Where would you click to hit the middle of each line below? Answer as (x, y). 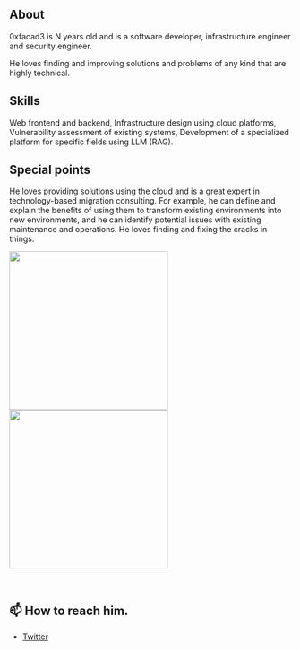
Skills (25, 101)
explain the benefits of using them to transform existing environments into (146, 211)
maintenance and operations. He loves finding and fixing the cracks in (138, 230)
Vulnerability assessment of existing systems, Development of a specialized (149, 132)
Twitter (35, 637)
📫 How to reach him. (69, 610)
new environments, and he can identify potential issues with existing (135, 220)
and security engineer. (51, 46)
